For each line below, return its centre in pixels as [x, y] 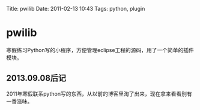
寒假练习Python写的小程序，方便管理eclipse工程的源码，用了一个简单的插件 [100, 50]
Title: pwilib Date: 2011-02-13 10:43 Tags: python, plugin [76, 9]
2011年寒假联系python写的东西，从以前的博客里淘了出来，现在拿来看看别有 [99, 94]
